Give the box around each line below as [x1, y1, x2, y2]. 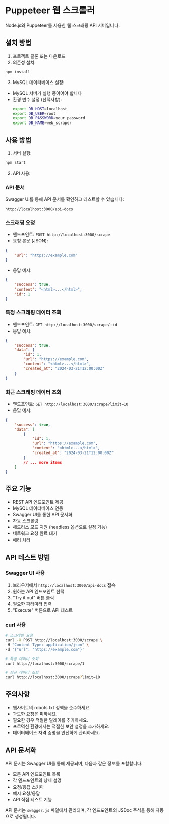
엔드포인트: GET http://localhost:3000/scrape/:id [12, 321, 117, 327]
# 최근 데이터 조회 [5, 670, 39, 675]
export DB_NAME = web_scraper [12, 120, 72, 126]
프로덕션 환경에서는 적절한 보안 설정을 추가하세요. [12, 723, 110, 729]
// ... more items [23, 460, 62, 465]
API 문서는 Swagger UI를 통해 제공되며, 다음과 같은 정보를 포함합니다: [5, 760, 143, 766]
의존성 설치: [12, 59, 36, 65]
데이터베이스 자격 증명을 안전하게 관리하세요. [12, 729, 101, 735]
